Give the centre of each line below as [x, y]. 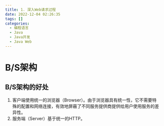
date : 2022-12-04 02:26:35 [33, 14]
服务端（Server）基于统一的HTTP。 [49, 118]
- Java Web [21, 42]
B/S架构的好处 [27, 87]
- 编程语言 [19, 28]
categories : [17, 23]
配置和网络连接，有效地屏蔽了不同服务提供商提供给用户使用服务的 [88, 106]
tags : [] [14, 19]
